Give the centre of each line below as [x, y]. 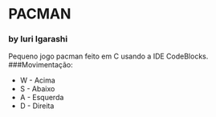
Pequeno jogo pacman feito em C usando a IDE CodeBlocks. [108, 56]
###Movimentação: [41, 65]
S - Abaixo [37, 89]
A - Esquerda [42, 98]
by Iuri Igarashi [38, 39]
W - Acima [38, 80]
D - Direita [37, 106]
